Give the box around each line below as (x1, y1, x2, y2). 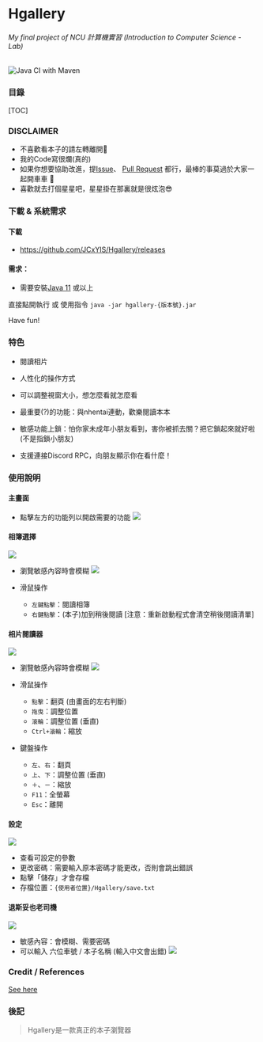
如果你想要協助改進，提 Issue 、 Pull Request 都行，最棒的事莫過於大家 (19, 164, 248, 173)
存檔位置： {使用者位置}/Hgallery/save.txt (19, 883, 156, 892)
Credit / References (8, 967, 85, 978)
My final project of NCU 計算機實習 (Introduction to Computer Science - (8, 32, 242, 42)
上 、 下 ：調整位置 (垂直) (31, 770, 107, 780)
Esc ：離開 (31, 800, 64, 809)
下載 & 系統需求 (8, 205, 66, 216)
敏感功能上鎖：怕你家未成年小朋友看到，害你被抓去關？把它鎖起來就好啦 (19, 424, 255, 433)
